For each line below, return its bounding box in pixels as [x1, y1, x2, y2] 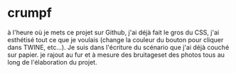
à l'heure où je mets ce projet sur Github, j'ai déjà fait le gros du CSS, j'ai [7, 28, 220, 36]
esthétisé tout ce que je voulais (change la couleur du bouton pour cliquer [7, 35, 224, 44]
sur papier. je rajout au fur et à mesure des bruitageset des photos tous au [7, 51, 225, 59]
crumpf [7, 5, 52, 21]
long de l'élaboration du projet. [7, 58, 97, 66]
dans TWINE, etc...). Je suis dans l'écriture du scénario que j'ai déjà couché [7, 43, 230, 51]
